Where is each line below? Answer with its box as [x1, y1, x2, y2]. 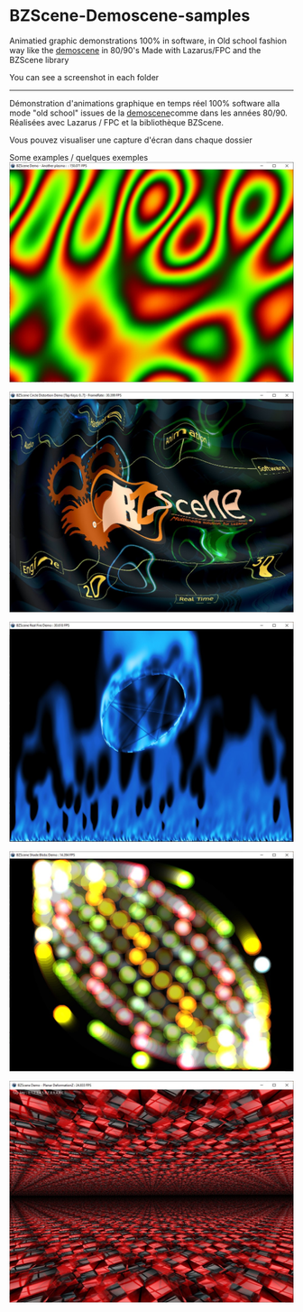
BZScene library [9, 54, 69, 65]
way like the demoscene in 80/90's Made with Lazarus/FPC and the [9, 44, 262, 55]
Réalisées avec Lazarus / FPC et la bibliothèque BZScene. [9, 116, 224, 127]
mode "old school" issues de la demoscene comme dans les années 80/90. [9, 107, 289, 118]
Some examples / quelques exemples [9, 152, 149, 162]
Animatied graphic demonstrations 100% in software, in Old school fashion [9, 35, 287, 46]
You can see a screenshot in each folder [9, 71, 160, 82]
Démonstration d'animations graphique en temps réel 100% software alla [9, 97, 280, 108]
